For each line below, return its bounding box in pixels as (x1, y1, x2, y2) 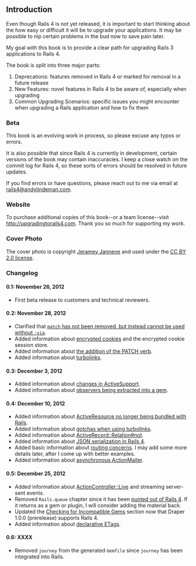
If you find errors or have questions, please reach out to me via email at (6, 180, 178, 187)
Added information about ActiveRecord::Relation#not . (14, 432, 144, 439)
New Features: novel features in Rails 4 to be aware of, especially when (14, 85, 187, 93)
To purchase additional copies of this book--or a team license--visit (6, 214, 169, 221)
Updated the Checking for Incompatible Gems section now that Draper (14, 508, 185, 515)
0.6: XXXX (6, 534, 33, 541)
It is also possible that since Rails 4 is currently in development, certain (6, 149, 177, 157)
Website (6, 200, 30, 209)
